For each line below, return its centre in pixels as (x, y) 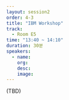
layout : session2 (28, 12)
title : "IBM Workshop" (35, 23)
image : (25, 74)
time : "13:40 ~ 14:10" (35, 40)
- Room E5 (24, 35)
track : (15, 29)
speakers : (19, 52)
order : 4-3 (20, 18)
